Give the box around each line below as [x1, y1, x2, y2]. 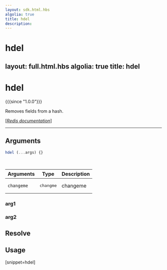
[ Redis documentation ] [5, 118, 52, 124]
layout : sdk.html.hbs [5, 7, 50, 12]
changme [39, 183, 57, 189]
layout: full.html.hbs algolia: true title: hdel [5, 62, 140, 70]
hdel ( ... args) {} [5, 150, 43, 155]
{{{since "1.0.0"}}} [5, 98, 42, 104]
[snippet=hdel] [5, 259, 36, 265]
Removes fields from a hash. [5, 108, 64, 114]
